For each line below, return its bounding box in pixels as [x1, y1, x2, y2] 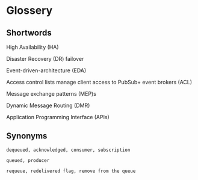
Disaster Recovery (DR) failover [6, 55, 84, 62]
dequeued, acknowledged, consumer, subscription [6, 147, 131, 153]
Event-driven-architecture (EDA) [6, 67, 87, 74]
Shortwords [6, 28, 52, 38]
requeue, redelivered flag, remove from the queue [6, 168, 136, 174]
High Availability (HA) [6, 43, 59, 51]
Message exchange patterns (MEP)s [6, 90, 96, 97]
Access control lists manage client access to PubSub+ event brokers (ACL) [6, 79, 193, 85]
